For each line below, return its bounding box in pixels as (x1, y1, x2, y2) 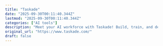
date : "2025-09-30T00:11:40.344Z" (5, 11, 75, 16)
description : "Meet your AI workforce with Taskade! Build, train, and (5, 25, 153, 30)
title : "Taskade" (5, 7, 40, 12)
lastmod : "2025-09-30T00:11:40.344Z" (5, 16, 81, 21)
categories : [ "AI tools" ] (5, 20, 57, 25)
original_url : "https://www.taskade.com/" (5, 29, 92, 34)
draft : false (5, 34, 32, 39)
